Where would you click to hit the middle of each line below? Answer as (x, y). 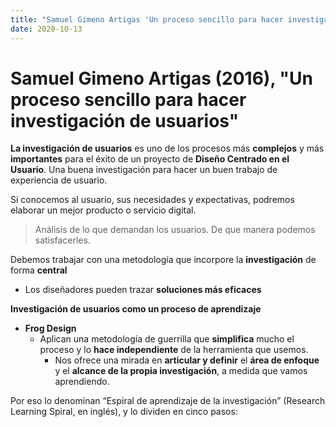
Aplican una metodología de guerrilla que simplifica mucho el (167, 339)
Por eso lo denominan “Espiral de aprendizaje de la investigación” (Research (168, 401)
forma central (39, 270)
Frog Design (50, 328)
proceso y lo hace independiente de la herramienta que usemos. (174, 350)
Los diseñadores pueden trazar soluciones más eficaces (143, 290)
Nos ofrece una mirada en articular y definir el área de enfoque (187, 360)
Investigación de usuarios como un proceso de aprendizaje (136, 309)
